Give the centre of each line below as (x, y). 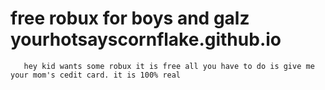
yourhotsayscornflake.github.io (146, 39)
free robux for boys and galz (130, 18)
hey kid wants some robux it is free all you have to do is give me (169, 66)
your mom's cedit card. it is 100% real (96, 75)
